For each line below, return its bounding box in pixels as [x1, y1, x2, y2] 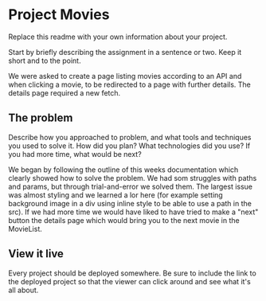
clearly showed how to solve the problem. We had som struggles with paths [8, 173, 257, 182]
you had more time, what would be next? [8, 149, 142, 158]
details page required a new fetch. [8, 88, 121, 97]
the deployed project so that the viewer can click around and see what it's [8, 276, 251, 286]
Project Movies [8, 6, 110, 24]
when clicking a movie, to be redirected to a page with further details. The [8, 80, 251, 89]
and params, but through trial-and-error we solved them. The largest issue [8, 182, 253, 191]
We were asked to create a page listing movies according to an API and [8, 71, 242, 80]
